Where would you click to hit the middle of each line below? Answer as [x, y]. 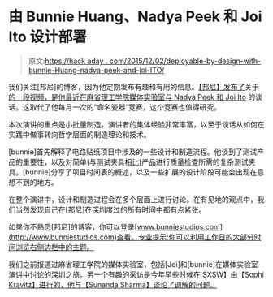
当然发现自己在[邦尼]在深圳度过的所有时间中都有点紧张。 [110, 209]
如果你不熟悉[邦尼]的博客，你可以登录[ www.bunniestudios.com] [116, 226]
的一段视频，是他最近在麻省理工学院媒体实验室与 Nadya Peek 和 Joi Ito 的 [132, 97]
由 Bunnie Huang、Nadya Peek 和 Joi [135, 17]
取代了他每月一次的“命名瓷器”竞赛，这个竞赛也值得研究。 [126, 107]
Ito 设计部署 [48, 37]
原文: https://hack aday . [68, 61]
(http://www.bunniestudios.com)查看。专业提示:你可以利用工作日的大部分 [131, 237]
